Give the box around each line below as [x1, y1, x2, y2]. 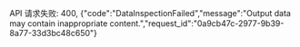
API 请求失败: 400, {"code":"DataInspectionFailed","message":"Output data [9, 8, 291, 18]
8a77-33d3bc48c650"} [9, 28, 98, 38]
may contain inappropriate [9, 18, 108, 29]
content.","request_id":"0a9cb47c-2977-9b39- [109, 18, 285, 29]
